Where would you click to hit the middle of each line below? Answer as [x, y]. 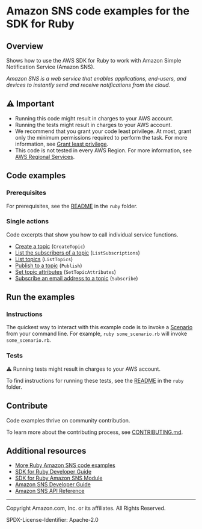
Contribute [27, 406]
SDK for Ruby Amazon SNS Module [59, 478]
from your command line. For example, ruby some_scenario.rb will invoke [97, 334]
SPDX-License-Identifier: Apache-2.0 [53, 520]
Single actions [28, 221]
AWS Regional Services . [45, 156]
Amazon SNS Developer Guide [53, 484]
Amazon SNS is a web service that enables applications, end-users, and [96, 79]
